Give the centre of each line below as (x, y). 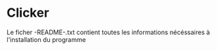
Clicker (28, 13)
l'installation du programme (46, 39)
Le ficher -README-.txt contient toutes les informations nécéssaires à (108, 32)
